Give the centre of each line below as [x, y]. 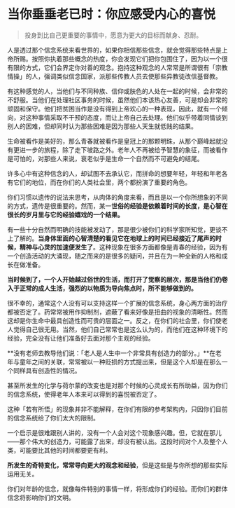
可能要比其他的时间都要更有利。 [65, 450]
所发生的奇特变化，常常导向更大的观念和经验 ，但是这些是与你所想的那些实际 [117, 465]
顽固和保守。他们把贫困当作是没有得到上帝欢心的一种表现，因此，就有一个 [114, 109]
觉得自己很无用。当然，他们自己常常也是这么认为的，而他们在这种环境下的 [120, 329]
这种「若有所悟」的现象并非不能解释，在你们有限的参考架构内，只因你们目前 [117, 409]
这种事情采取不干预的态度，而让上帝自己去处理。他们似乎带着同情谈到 [127, 117]
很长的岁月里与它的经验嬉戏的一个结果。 [65, 214]
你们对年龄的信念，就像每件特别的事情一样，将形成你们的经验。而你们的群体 [117, 488]
